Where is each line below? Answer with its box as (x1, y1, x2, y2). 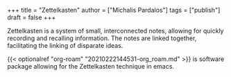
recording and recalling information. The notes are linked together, (7, 34, 197, 42)
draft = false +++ (7, 13, 56, 22)
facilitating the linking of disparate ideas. (7, 42, 123, 49)
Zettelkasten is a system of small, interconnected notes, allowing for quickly (7, 27, 224, 35)
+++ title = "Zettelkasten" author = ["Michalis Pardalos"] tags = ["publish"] (7, 6, 221, 14)
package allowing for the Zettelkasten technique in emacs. (7, 62, 175, 70)
